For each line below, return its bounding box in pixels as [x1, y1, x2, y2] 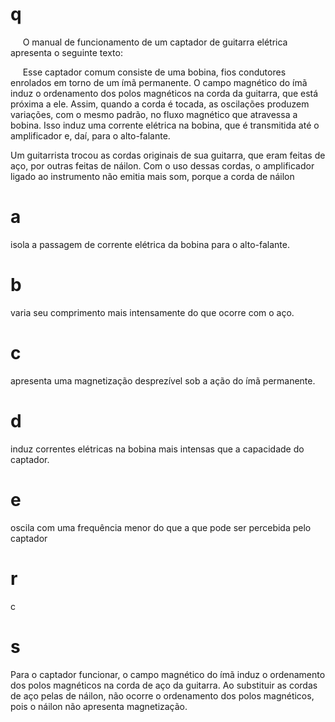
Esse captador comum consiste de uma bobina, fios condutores [22, 66, 287, 78]
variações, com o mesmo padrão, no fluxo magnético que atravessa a [10, 108, 298, 120]
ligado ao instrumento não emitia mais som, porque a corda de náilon [10, 170, 295, 182]
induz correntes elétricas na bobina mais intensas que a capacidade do [10, 443, 305, 455]
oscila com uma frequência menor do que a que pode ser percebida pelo [10, 521, 312, 533]
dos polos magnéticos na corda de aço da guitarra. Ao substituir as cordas [10, 679, 318, 691]
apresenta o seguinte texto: [10, 46, 123, 58]
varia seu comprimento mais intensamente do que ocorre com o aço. [10, 306, 295, 318]
